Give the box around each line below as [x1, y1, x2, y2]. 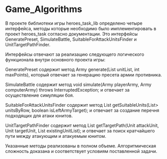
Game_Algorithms [5, 4, 82, 15]
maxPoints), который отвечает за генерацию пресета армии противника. [5, 71, 162, 77]
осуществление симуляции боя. [5, 92, 74, 98]
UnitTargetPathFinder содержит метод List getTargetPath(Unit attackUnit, [5, 122, 159, 128]
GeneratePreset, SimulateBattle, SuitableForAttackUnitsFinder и [5, 36, 137, 42]
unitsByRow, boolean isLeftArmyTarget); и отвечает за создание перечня [5, 107, 159, 113]
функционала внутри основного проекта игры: [5, 56, 106, 62]
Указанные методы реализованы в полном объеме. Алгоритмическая [5, 142, 156, 149]
